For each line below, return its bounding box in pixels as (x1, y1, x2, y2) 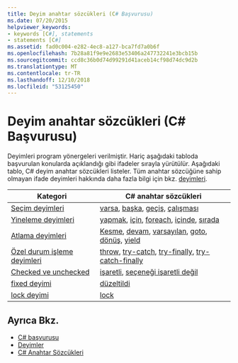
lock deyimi (11, 290, 50, 300)
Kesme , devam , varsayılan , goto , (99, 226, 208, 236)
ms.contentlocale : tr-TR (7, 69, 81, 77)
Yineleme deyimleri (11, 215, 74, 225)
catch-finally (99, 256, 144, 266)
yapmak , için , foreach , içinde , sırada (99, 215, 220, 225)
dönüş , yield (99, 235, 141, 245)
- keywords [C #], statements (7, 30, 93, 38)
